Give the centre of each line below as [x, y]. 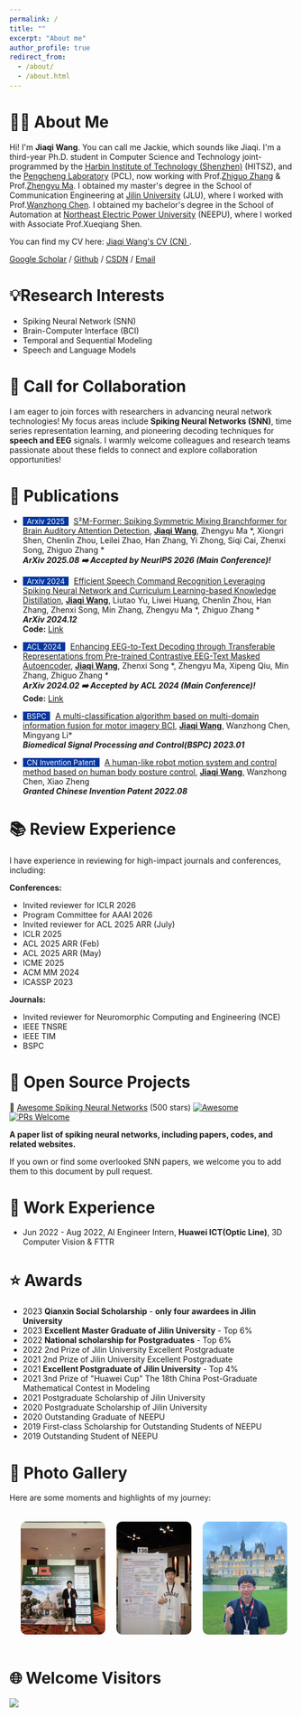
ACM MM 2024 [50, 972]
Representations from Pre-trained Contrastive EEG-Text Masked [141, 656]
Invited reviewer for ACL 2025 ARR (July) [99, 924]
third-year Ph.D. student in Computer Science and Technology [125, 156]
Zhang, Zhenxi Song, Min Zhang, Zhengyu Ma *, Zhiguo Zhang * [141, 609]
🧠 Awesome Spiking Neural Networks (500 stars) [100, 1107]
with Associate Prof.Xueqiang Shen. [76, 224]
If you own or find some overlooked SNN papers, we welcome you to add [146, 1161]
